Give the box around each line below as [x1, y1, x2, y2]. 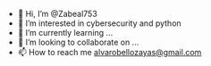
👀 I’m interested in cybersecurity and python [17, 18, 181, 29]
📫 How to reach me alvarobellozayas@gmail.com [17, 47, 202, 57]
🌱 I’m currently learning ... [17, 28, 114, 37]
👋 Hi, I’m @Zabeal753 [17, 9, 98, 19]
